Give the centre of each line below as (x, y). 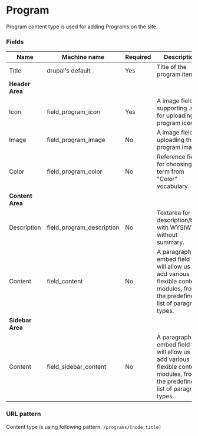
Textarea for (174, 213)
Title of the (172, 67)
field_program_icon (73, 112)
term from (171, 171)
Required (138, 57)
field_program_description (83, 227)
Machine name (83, 57)
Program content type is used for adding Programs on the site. (82, 27)
